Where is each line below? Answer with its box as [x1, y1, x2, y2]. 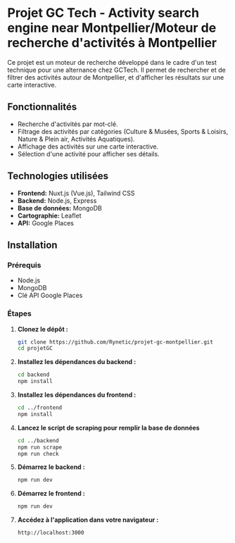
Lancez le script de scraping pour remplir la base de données [17, 423, 200, 432]
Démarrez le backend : [17, 463, 86, 471]
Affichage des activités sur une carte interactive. [17, 142, 159, 151]
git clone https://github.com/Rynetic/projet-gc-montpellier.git [17, 338, 213, 346]
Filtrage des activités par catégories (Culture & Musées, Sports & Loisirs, [17, 127, 229, 135]
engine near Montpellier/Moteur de [7, 20, 217, 36]
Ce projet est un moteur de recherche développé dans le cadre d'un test [7, 58, 217, 66]
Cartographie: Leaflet [17, 211, 82, 220]
